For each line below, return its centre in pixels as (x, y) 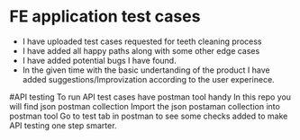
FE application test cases (105, 17)
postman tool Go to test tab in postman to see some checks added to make (149, 116)
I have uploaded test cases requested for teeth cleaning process (142, 41)
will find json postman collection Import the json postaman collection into (145, 106)
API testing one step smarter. (63, 125)
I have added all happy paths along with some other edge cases (141, 50)
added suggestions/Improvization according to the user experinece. (148, 79)
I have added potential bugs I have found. (100, 60)
